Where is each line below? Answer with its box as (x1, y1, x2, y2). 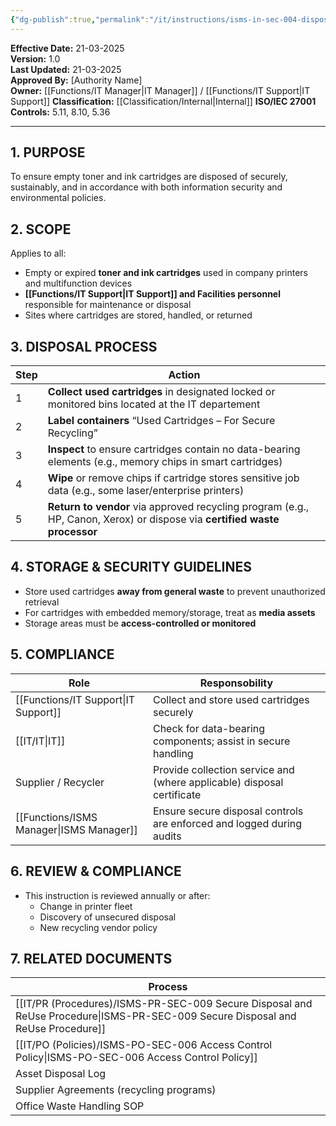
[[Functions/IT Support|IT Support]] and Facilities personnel (24, 288, 281, 300)
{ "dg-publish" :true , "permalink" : (10, 14, 150, 25)
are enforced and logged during (152, 816, 303, 830)
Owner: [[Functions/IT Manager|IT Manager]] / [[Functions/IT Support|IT (10, 84, 311, 96)
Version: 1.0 (10, 52, 61, 65)
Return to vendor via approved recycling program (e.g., (47, 500, 310, 514)
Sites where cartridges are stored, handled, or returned (24, 309, 253, 321)
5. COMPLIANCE (10, 646, 115, 663)
